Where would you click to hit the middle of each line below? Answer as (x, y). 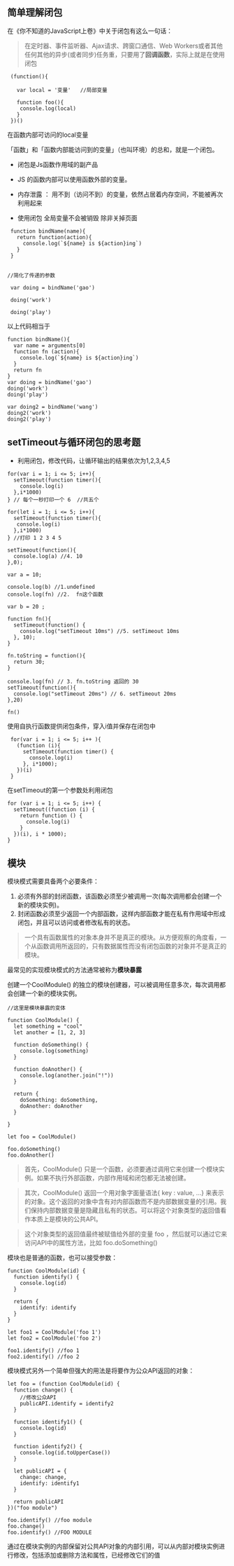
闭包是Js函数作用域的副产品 (58, 164)
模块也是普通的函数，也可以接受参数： (62, 1258)
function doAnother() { (48, 1070)
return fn (28, 370)
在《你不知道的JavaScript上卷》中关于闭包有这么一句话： (90, 31)
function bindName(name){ (48, 231)
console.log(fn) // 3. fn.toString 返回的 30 (73, 681)
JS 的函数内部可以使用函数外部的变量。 (74, 179)
